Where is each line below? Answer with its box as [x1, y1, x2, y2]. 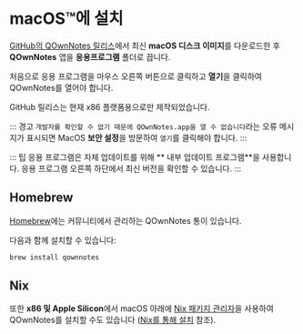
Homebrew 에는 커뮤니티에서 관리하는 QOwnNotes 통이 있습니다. [9, 215, 242, 226]
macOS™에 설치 [9, 8, 125, 29]
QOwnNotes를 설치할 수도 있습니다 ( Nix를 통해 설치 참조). [9, 315, 217, 326]
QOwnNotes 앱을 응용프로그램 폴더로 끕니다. [9, 51, 171, 62]
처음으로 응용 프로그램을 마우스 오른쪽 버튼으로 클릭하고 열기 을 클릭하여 [9, 70, 262, 82]
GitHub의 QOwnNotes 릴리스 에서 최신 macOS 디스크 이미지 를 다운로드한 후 [9, 40, 280, 51]
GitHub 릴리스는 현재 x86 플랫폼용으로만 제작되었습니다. [9, 101, 210, 112]
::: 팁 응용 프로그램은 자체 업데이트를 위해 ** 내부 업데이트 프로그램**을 [9, 151, 261, 162]
